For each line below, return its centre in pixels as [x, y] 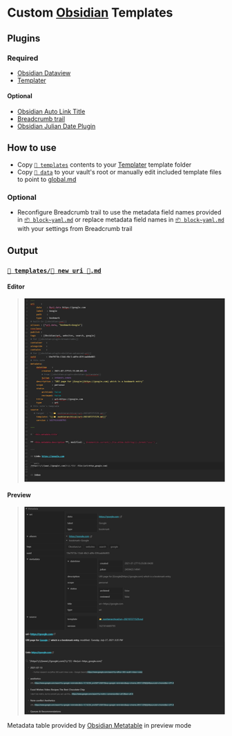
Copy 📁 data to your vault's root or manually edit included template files [119, 172]
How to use [32, 148]
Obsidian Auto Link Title [51, 111]
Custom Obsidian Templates [90, 13]
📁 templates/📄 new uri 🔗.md [54, 270]
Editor [16, 287]
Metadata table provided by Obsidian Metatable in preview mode [99, 725]
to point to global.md [47, 179]
